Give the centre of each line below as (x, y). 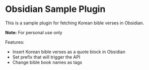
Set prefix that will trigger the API (46, 57)
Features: (15, 42)
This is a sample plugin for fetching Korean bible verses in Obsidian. (75, 23)
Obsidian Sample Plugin (55, 9)
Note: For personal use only (34, 32)
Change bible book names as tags (47, 62)
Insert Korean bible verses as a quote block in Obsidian (69, 52)
